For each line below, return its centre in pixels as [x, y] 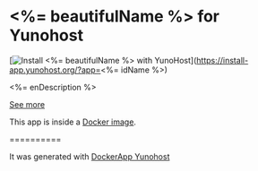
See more [27, 104]
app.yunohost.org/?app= [55, 70]
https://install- [223, 60]
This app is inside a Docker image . [73, 122]
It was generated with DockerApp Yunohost [90, 156]
